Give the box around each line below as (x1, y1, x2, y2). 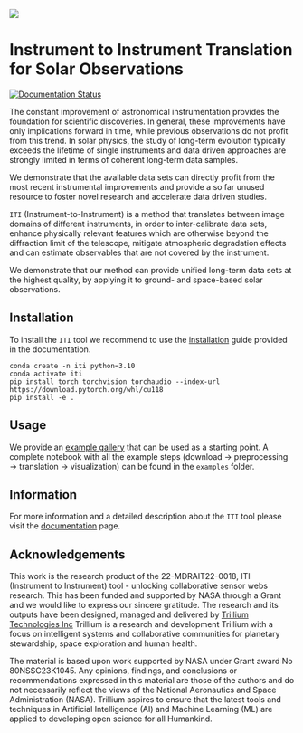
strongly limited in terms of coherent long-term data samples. (9, 154, 239, 165)
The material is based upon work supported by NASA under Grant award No (9, 656, 293, 667)
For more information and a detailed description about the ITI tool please (9, 511, 282, 522)
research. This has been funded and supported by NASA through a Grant (9, 590, 282, 601)
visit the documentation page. (9, 520, 120, 531)
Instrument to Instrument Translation (9, 40, 293, 61)
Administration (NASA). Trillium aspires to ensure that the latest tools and (9, 694, 282, 705)
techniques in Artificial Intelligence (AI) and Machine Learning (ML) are (9, 704, 273, 715)
